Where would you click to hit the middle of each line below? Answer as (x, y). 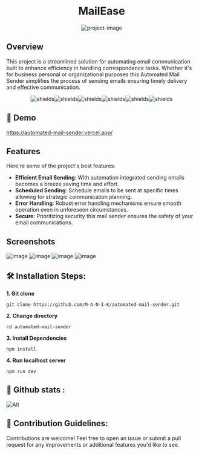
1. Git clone (21, 293)
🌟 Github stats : (36, 390)
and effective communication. (43, 87)
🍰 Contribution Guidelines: (57, 423)
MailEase (102, 11)
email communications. (44, 222)
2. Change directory (32, 316)
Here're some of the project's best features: (61, 166)
